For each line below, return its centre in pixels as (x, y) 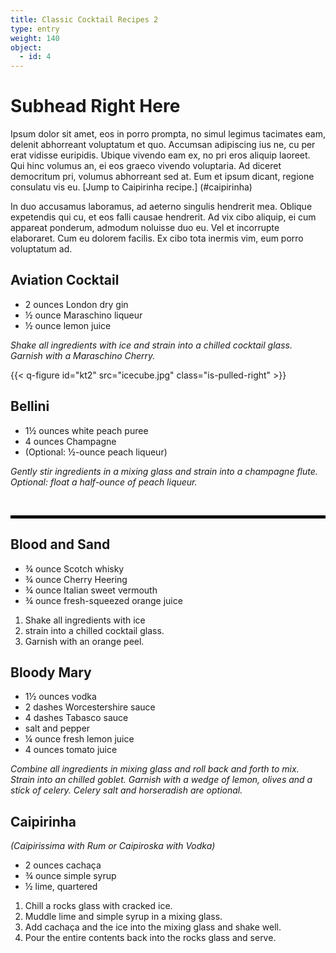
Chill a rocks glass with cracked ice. (98, 906)
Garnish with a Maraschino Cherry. (83, 355)
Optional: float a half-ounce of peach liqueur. (104, 482)
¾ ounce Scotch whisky (74, 568)
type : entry (35, 29)
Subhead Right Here (95, 106)
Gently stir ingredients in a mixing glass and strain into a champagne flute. (164, 471)
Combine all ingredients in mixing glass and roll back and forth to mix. (155, 769)
